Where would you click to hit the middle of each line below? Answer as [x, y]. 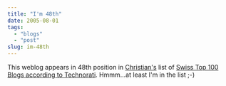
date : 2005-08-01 [33, 21]
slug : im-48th [29, 47]
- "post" [27, 41]
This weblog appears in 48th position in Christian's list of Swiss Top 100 [113, 67]
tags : [15, 27]
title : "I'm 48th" [35, 14]
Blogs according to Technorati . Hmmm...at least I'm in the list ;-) [101, 75]
